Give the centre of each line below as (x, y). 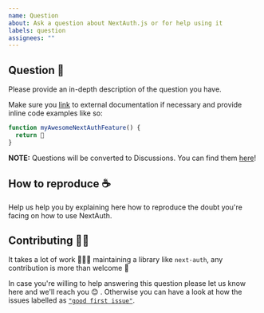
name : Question (33, 16)
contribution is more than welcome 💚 (69, 268)
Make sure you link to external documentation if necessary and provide (125, 105)
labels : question (37, 30)
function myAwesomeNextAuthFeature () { (75, 128)
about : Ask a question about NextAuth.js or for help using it (116, 23)
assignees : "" (32, 38)
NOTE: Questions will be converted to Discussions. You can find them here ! (132, 158)
